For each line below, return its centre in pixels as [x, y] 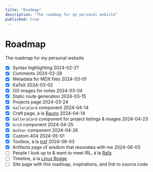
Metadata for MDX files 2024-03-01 [49, 79]
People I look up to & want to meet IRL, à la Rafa [62, 153]
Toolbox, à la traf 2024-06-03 [43, 142]
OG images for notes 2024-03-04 [47, 91]
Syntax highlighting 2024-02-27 [46, 68]
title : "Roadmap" [23, 10]
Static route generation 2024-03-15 [49, 96]
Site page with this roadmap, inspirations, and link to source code [80, 164]
